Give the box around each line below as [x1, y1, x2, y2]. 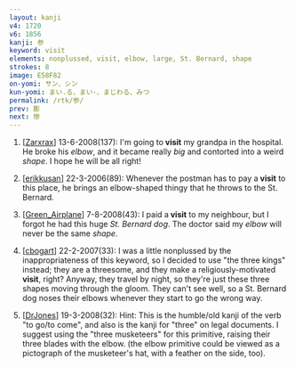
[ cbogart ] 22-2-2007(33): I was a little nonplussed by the [21, 246, 232, 257]
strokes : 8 [9, 63, 50, 72]
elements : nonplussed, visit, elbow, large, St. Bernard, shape [9, 54, 252, 63]
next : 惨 [9, 112, 40, 121]
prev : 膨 [9, 104, 40, 113]
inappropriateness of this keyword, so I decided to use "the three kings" [21, 255, 286, 265]
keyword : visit [9, 46, 66, 55]
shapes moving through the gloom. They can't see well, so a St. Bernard [21, 283, 287, 294]
